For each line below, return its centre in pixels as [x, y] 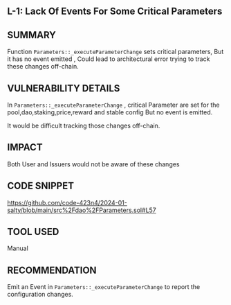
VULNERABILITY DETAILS [64, 88]
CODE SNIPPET [41, 186]
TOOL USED [33, 232]
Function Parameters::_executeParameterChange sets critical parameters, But [115, 52]
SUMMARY [32, 35]
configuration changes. [40, 295]
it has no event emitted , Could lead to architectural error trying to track [109, 59]
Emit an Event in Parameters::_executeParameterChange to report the [104, 287]
